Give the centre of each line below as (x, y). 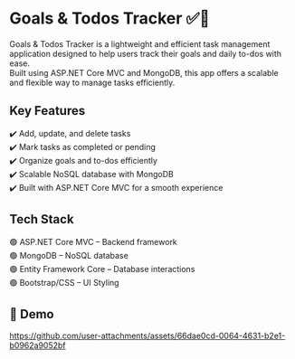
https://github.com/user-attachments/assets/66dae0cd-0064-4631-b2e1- (147, 336)
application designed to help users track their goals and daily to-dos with (146, 53)
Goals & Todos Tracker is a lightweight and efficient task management (140, 43)
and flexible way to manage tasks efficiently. (92, 82)
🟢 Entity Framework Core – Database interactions (102, 269)
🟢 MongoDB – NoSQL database (69, 255)
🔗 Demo (32, 314)
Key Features (48, 111)
